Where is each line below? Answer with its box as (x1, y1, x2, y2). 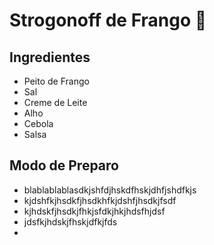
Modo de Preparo (9, 157, 119, 174)
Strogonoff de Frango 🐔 (9, 9, 207, 32)
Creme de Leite (23, 97, 88, 108)
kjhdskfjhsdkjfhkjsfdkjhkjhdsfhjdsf (23, 205, 166, 217)
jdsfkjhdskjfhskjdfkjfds (23, 215, 118, 228)
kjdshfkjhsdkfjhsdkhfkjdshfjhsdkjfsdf (23, 194, 177, 206)
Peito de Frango (23, 75, 90, 87)
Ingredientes (9, 49, 91, 66)
